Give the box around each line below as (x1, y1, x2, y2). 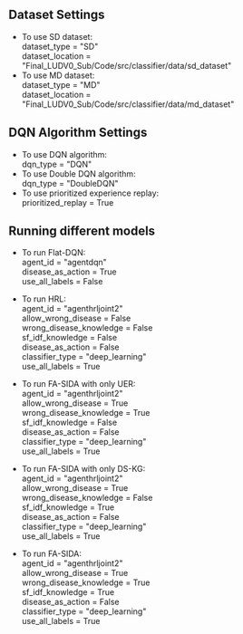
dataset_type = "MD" (21, 79, 101, 90)
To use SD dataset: (21, 31, 92, 42)
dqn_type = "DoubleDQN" (21, 178, 119, 188)
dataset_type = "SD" (21, 41, 99, 52)
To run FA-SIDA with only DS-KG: (21, 464, 146, 475)
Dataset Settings (8, 7, 105, 23)
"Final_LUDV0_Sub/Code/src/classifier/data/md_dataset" (21, 99, 235, 110)
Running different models (8, 224, 156, 239)
